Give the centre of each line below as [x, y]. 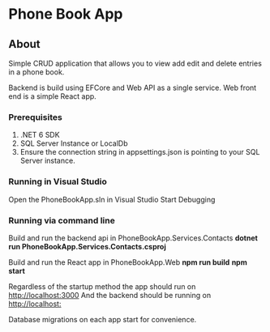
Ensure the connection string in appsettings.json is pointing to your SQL [140, 152]
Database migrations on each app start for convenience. [103, 319]
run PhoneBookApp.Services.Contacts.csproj [87, 246]
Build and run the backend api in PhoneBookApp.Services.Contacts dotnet [133, 238]
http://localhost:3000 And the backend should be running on [110, 295]
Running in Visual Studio [58, 181]
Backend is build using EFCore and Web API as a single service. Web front [133, 87]
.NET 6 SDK [40, 135]
